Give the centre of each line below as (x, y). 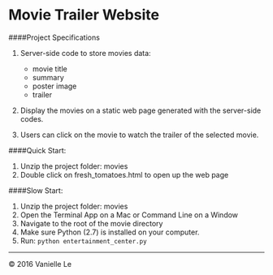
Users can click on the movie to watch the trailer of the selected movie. (139, 135)
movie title (50, 69)
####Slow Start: (36, 190)
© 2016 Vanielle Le (40, 264)
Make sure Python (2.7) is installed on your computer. (110, 232)
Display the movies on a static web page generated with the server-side (141, 110)
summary (48, 77)
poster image (54, 86)
